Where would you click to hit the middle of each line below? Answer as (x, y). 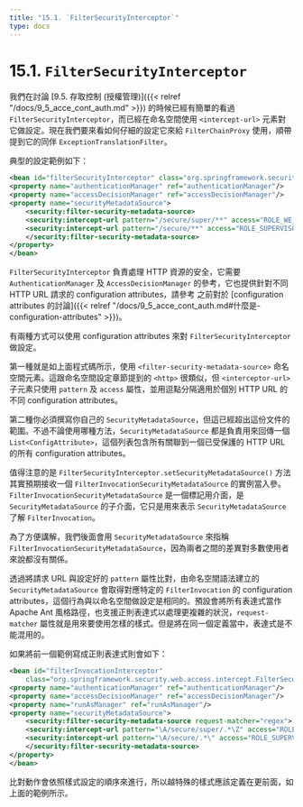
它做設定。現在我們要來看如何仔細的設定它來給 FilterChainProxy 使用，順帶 (151, 131)
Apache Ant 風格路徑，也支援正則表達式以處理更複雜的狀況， (123, 612)
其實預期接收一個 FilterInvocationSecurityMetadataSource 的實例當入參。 (147, 484)
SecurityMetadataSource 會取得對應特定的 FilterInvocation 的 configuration (151, 590)
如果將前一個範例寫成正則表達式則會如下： (88, 654)
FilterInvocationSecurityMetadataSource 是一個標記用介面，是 (127, 495)
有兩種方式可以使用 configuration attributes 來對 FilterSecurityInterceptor (150, 336)
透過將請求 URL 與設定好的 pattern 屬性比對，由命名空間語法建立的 (134, 579)
